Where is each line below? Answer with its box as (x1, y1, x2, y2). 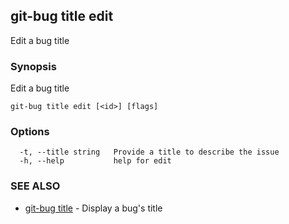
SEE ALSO (10, 179, 61, 193)
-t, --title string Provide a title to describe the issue (19, 147, 280, 158)
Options (10, 125, 50, 139)
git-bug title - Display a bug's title (24, 202, 163, 214)
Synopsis (10, 59, 57, 73)
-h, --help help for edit (19, 156, 172, 166)
